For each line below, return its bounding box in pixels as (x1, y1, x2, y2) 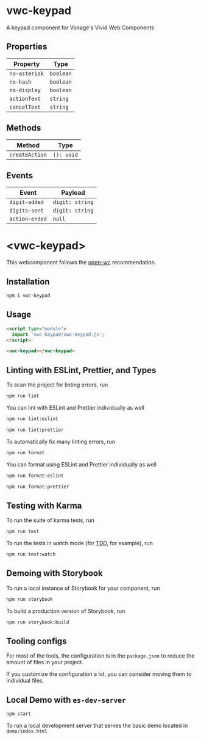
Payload (61, 189, 85, 197)
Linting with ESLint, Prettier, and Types (6, 365, 157, 375)
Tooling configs (6, 636, 67, 646)
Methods (6, 123, 41, 133)
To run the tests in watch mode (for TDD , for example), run (6, 540, 153, 547)
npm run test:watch (6, 551, 56, 557)
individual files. (6, 677, 44, 684)
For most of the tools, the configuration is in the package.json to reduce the (6, 652, 195, 659)
